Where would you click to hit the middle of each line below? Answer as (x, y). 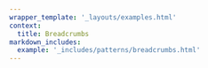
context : (25, 26)
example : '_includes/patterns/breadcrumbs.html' (109, 50)
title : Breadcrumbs (53, 34)
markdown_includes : (45, 42)
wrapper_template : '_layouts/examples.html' (93, 17)
